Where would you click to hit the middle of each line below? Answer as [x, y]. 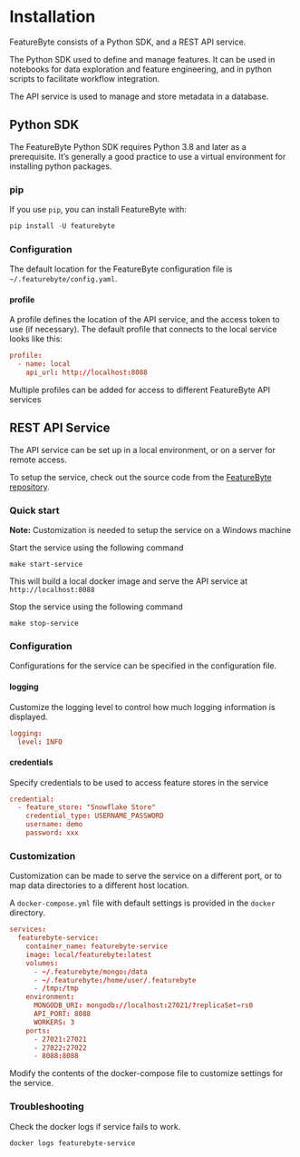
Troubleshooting [47, 1107]
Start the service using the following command [97, 548]
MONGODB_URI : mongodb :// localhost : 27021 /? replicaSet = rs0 [143, 1005]
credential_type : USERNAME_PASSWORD [95, 816]
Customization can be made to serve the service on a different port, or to [146, 876]
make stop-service [44, 624]
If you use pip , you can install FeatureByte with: [98, 210]
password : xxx [52, 833]
